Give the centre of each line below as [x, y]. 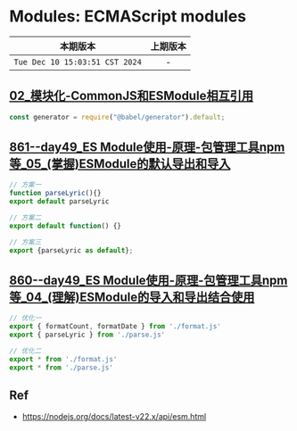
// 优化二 [25, 351]
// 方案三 [25, 242]
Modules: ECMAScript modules [128, 17]
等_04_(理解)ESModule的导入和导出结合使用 [132, 297]
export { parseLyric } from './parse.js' [87, 335]
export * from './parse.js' [62, 368]
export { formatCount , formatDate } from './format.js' [115, 327]
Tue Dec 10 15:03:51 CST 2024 [78, 62]
